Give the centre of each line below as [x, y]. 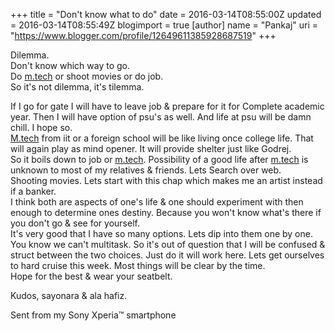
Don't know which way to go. [70, 65]
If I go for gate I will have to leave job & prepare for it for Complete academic [167, 106]
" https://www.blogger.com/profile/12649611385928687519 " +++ [143, 35]
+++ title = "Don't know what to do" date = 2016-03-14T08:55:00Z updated [166, 14]
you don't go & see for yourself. [75, 223]
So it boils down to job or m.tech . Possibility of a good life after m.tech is [159, 159]
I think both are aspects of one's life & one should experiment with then [157, 202]
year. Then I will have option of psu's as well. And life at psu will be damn [161, 117]
